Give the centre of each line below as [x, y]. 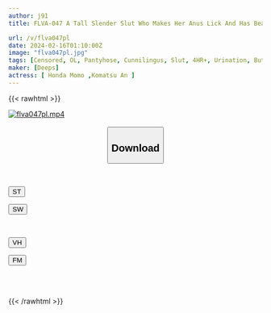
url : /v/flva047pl [39, 38]
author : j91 [28, 16]
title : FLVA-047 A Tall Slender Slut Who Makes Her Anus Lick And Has [129, 23]
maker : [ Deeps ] [34, 68]
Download [135, 148]
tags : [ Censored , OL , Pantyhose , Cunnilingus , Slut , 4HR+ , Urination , [129, 61]
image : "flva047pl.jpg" [48, 53]
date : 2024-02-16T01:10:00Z [56, 45]
